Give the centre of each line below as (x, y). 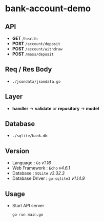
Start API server (28, 206)
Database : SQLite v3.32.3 (38, 173)
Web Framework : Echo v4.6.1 (41, 168)
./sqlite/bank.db (30, 136)
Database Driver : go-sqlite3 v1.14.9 (48, 178)
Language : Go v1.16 (31, 163)
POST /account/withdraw (37, 49)
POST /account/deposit (36, 44)
